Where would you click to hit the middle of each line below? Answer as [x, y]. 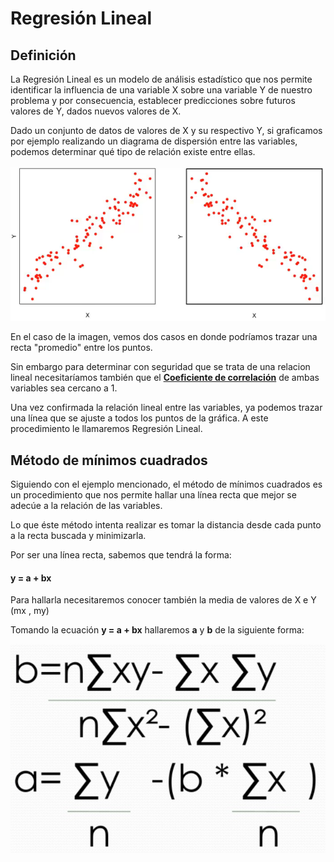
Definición [43, 55]
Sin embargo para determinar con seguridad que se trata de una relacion [160, 367]
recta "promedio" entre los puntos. [81, 348]
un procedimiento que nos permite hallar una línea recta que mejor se [153, 495]
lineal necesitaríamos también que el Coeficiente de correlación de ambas [165, 378]
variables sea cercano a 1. [64, 388]
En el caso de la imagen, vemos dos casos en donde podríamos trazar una [164, 337]
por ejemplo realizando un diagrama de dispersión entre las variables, [154, 141]
